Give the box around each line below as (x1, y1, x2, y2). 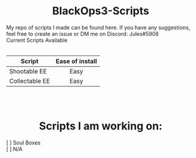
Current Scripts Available (6, 36, 68, 44)
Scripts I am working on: (38, 119, 163, 133)
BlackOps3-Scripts (52, 4, 150, 18)
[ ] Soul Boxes (6, 139, 41, 146)
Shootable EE (9, 67, 47, 75)
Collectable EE (9, 76, 50, 85)
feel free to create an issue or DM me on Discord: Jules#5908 (6, 30, 159, 37)
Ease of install (56, 57, 97, 65)
